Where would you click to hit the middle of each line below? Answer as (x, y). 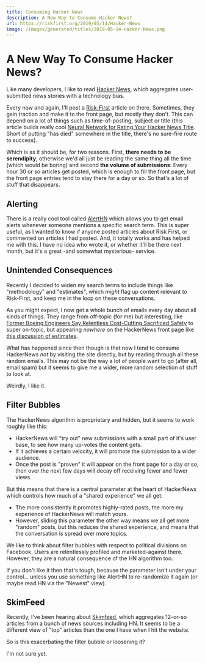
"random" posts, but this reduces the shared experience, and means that (107, 526)
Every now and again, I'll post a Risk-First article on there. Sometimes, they (101, 108)
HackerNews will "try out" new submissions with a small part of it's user (106, 438)
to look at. (19, 373)
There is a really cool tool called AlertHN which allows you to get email (95, 219)
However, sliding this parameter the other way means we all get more (102, 520)
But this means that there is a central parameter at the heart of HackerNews (102, 489)
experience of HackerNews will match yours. (71, 514)
